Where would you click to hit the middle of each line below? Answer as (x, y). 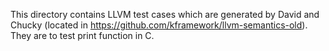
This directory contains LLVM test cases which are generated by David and (165, 14)
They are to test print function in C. (82, 35)
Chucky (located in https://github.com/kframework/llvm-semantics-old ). (159, 25)
